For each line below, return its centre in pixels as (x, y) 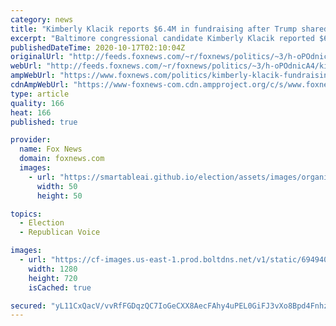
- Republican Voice (60, 232)
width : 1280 (53, 269)
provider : (31, 140)
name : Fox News (51, 149)
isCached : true (60, 287)
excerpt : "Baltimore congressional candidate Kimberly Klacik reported (162, 38)
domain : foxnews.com (62, 159)
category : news (42, 19)
